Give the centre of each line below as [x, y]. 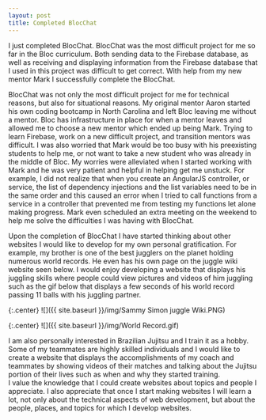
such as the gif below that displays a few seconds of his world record [122, 286]
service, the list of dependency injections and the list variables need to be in [133, 187]
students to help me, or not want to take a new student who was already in [130, 153]
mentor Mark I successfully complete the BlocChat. [92, 79]
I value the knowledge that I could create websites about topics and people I [133, 382]
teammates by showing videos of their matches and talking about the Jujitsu [133, 365]
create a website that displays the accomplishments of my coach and [121, 358]
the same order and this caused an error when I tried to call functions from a [133, 195]
